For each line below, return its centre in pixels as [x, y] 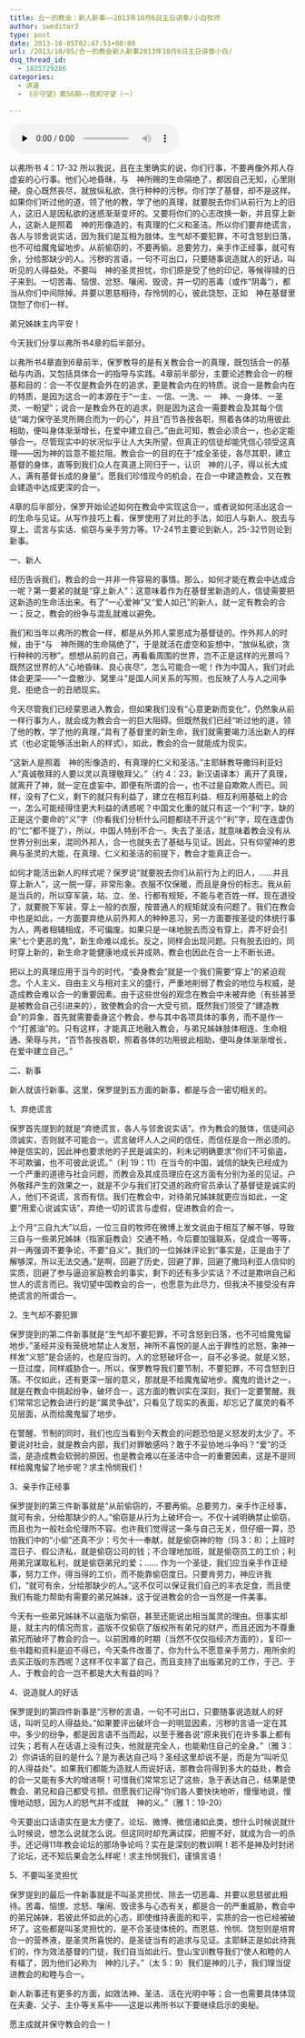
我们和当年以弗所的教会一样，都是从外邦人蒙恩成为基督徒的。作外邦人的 [144, 632]
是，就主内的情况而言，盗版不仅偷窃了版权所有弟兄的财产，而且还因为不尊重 [152, 1627]
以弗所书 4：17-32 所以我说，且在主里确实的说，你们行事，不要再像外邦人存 [152, 167]
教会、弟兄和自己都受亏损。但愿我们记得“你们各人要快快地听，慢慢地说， [147, 1791]
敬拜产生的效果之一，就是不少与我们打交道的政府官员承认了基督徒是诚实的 [156, 1185]
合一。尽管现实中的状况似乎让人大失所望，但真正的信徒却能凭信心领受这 [152, 441]
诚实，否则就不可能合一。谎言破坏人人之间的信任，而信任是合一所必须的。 [156, 1139]
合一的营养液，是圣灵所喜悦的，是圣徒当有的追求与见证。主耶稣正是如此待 [148, 1940]
